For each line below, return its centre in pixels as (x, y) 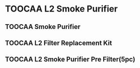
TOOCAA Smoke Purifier (43, 27)
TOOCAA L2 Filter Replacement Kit (59, 43)
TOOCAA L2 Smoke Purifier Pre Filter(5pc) (70, 60)
